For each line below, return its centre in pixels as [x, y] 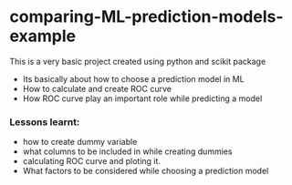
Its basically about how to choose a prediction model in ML [133, 78]
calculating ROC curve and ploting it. [92, 161]
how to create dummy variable [80, 142]
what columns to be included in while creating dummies [127, 151]
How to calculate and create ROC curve [97, 88]
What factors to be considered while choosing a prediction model [146, 171]
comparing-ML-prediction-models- [147, 17]
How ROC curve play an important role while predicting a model [142, 98]
